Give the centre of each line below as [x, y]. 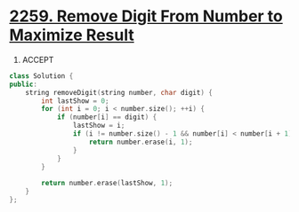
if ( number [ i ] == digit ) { [107, 117]
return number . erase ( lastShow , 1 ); [107, 184]
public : [24, 84]
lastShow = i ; [99, 126]
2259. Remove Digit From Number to [146, 16]
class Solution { [41, 76]
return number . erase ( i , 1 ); [141, 142]
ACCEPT [38, 59]
